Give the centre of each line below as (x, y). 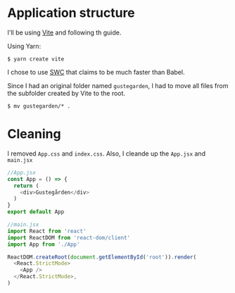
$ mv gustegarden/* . (39, 106)
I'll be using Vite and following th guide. (64, 32)
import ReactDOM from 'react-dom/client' (69, 237)
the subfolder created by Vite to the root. (66, 93)
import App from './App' (44, 244)
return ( (26, 186)
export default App (36, 212)
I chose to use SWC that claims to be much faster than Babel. (96, 72)
